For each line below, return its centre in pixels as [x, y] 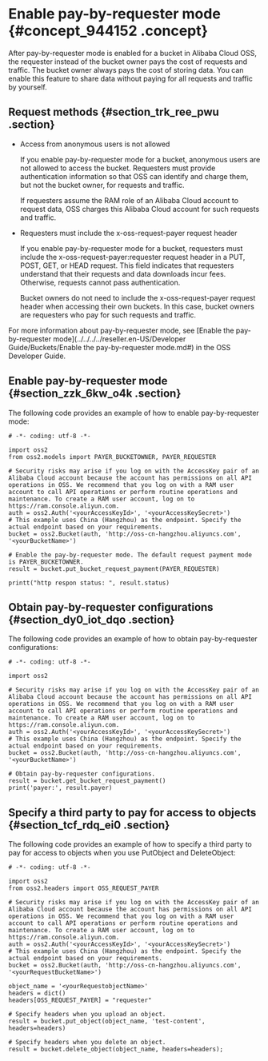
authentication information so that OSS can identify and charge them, [134, 176]
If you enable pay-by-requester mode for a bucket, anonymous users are [140, 159]
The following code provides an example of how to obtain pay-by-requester [133, 639]
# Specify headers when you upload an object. [87, 1015]
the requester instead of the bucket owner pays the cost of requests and [128, 62]
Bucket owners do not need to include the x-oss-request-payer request [138, 297]
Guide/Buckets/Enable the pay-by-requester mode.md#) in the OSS [120, 347]
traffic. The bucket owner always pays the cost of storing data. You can [126, 70]
